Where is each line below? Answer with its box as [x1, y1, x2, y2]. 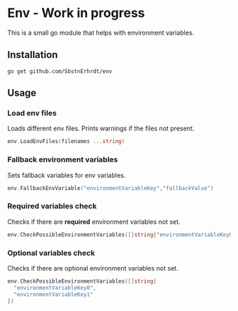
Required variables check [7, 201, 97, 211]
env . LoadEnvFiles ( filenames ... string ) [7, 138, 125, 145]
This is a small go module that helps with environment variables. [7, 28, 195, 37]
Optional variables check [7, 248, 96, 258]
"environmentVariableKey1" [13, 290, 93, 298]
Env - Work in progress [7, 5, 145, 21]
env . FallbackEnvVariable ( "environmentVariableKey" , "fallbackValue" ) [7, 184, 214, 192]
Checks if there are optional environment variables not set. [7, 264, 178, 272]
